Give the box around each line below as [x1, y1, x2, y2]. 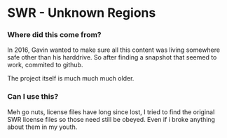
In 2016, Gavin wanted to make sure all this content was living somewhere [7, 46, 221, 54]
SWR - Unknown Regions [7, 5, 156, 21]
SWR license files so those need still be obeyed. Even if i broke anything [7, 115, 216, 123]
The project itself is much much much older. [7, 74, 135, 83]
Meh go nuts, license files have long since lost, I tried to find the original [7, 107, 215, 116]
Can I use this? [7, 92, 59, 102]
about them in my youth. [7, 123, 78, 131]
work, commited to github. [7, 61, 83, 69]
